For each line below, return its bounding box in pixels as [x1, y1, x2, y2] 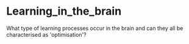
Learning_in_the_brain [6, 4, 122, 18]
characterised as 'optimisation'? [6, 31, 87, 38]
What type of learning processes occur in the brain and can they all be [6, 24, 184, 32]
